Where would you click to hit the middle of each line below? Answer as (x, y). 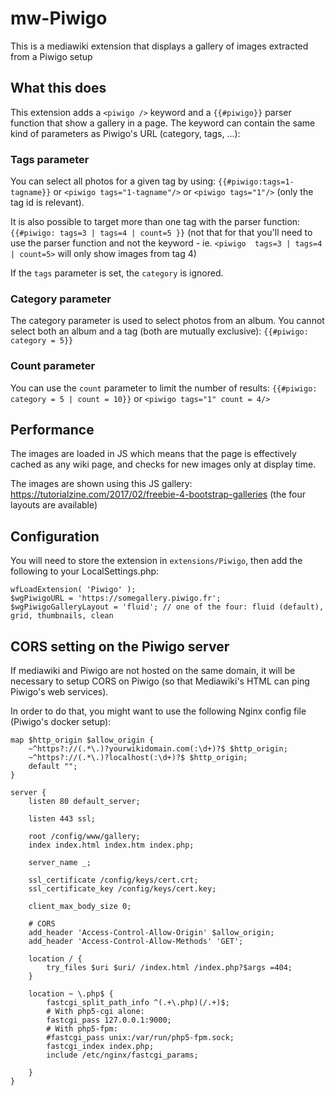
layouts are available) (54, 505)
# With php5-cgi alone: (95, 1012)
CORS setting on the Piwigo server (120, 646)
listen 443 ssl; (62, 819)
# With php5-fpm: (82, 1029)
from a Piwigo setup (51, 56)
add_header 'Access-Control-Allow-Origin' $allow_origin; (151, 933)
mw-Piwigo (59, 18)
